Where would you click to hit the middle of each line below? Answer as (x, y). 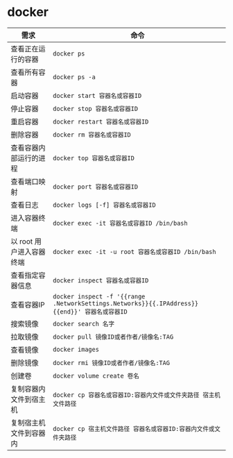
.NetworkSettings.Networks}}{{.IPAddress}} (126, 303)
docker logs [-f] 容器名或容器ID (104, 205)
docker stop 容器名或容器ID (96, 109)
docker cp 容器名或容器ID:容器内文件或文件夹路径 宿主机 (137, 395)
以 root (22, 241)
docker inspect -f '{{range (99, 296)
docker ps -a (74, 77)
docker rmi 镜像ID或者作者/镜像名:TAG (111, 363)
